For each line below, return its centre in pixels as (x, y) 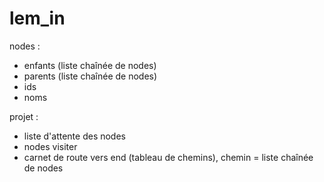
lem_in (37, 18)
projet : (24, 116)
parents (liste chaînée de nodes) (90, 76)
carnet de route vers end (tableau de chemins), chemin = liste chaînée (168, 157)
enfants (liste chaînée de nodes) (90, 65)
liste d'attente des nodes (74, 136)
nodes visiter (50, 146)
